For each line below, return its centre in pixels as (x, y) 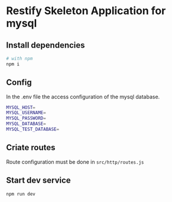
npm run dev (21, 194)
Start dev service (38, 181)
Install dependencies (46, 45)
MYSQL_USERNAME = (26, 113)
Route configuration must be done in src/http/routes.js (75, 162)
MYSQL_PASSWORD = (26, 118)
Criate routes (31, 148)
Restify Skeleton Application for (86, 11)
